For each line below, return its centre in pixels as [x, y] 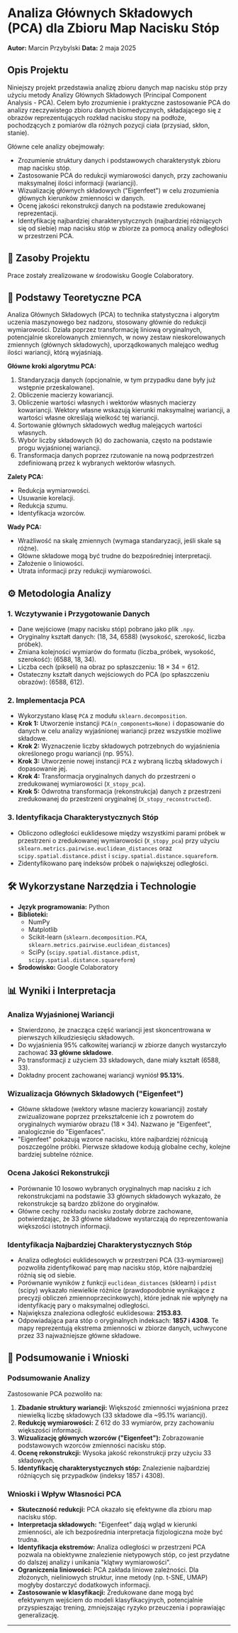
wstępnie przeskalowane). [56, 387]
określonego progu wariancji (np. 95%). [76, 754]
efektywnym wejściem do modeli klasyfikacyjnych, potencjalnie [110, 1600]
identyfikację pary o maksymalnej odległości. [84, 1305]
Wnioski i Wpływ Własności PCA [64, 1494]
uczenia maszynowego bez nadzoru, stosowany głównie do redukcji [107, 322]
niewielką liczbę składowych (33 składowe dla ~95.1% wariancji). [112, 1415]
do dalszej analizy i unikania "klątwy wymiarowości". [94, 1563]
